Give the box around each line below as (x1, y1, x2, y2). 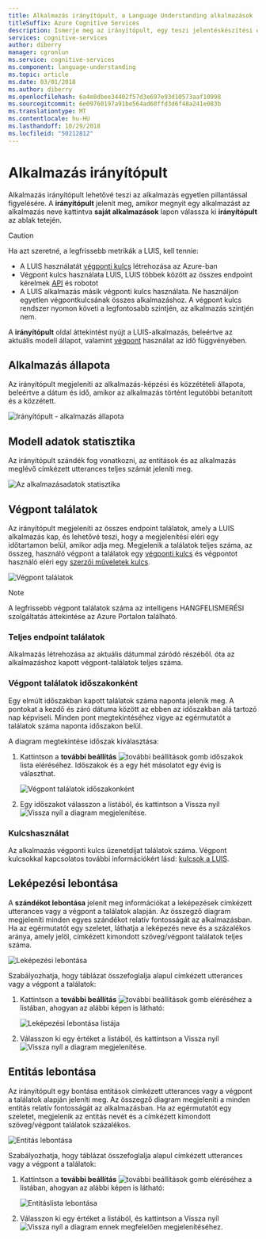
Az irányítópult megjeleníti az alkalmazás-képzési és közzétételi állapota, (8, 380, 245, 389)
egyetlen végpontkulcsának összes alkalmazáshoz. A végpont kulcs (19, 295, 242, 304)
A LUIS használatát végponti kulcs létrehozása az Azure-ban (19, 261, 218, 270)
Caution (8, 231, 34, 240)
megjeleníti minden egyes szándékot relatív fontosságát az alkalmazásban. (8, 915, 253, 924)
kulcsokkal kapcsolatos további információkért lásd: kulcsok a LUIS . (8, 854, 230, 863)
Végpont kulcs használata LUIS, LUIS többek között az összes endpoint (19, 270, 253, 279)
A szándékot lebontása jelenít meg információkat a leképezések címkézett (8, 897, 253, 908)
